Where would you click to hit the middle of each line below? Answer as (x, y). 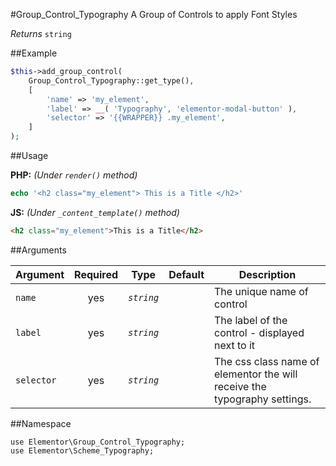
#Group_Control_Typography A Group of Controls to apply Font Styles (154, 14)
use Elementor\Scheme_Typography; (82, 450)
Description (267, 274)
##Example (34, 53)
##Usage (29, 155)
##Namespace (41, 423)
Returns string (41, 33)
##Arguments (38, 250)
